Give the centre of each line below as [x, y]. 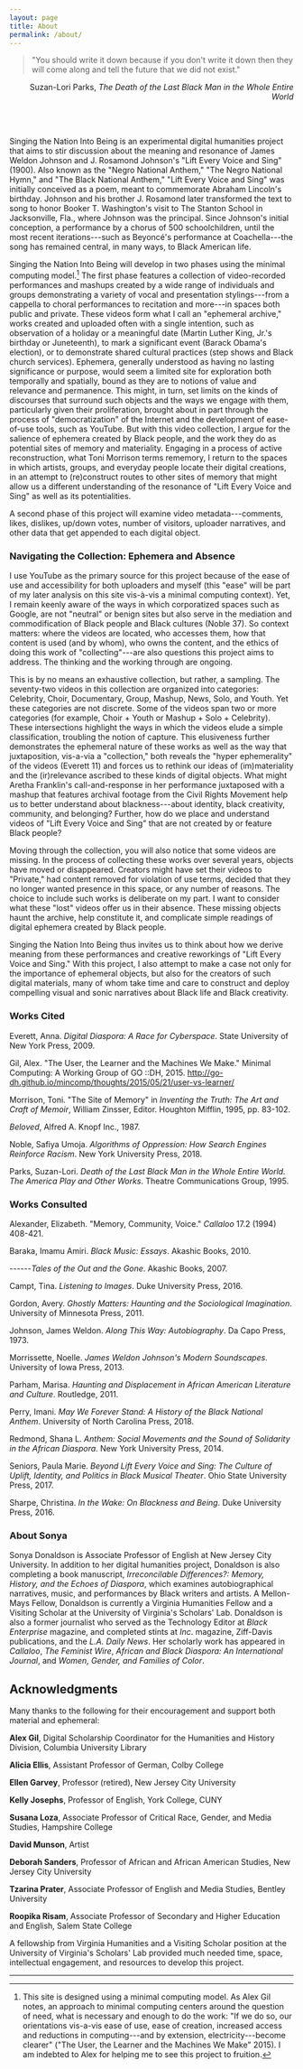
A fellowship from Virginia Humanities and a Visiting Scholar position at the [148, 1944]
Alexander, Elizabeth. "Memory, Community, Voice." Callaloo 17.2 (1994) [143, 1223]
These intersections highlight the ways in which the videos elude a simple [147, 728]
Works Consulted [48, 1204]
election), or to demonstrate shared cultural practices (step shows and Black [151, 352]
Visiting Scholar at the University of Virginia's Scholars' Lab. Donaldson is [146, 1613]
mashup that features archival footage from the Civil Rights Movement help [149, 794]
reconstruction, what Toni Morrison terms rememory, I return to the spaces [148, 458]
